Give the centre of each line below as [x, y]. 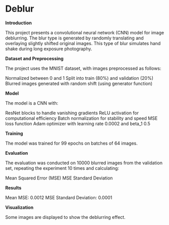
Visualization [19, 207]
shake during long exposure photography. [49, 49]
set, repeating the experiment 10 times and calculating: [62, 168]
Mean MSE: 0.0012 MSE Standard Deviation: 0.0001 [59, 197]
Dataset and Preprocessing [35, 58]
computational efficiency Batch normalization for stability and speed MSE [81, 118]
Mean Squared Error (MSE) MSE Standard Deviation [59, 178]
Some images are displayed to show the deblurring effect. [65, 217]
